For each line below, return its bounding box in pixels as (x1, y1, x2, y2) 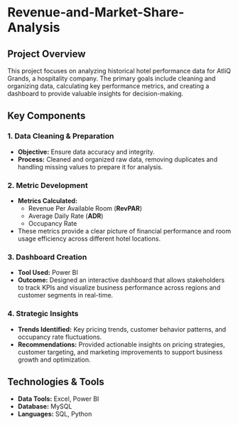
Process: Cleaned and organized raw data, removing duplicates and (17, 154, 218, 164)
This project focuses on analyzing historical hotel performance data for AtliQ (7, 67, 231, 75)
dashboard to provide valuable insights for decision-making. (7, 90, 183, 98)
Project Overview (7, 48, 86, 60)
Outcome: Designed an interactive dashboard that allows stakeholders (17, 276, 225, 285)
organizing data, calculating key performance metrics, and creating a (7, 82, 210, 90)
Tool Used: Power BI (17, 268, 78, 277)
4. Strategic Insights (7, 309, 79, 319)
